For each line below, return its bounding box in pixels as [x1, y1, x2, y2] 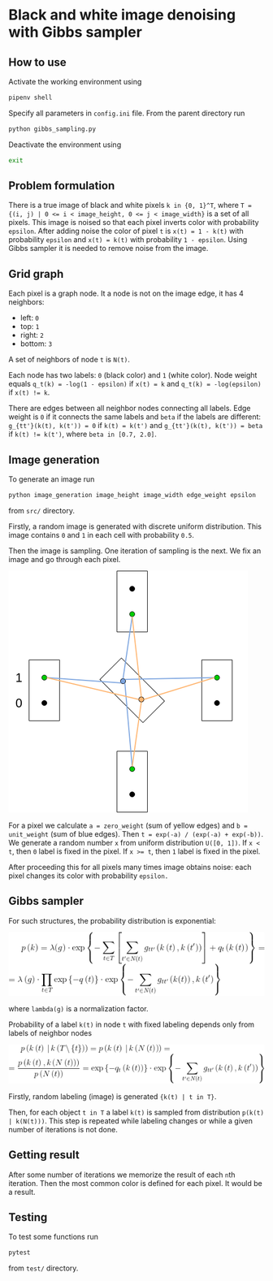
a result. [8, 1187, 36, 1197]
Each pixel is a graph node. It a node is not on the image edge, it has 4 [8, 288, 244, 298]
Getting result [8, 1148, 80, 1162]
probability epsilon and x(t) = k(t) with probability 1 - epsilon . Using [8, 235, 248, 245]
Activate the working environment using [8, 77, 142, 86]
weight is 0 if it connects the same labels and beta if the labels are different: [8, 412, 262, 422]
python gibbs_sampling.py [8, 124, 96, 133]
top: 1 [19, 322, 40, 331]
